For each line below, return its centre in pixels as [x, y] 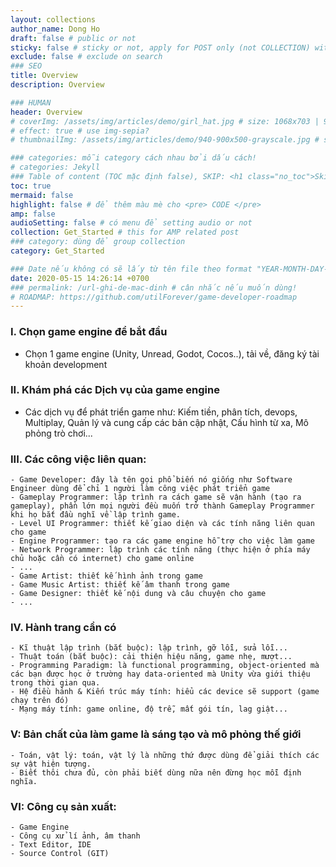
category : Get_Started [57, 251]
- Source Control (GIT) [60, 854]
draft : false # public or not [73, 38]
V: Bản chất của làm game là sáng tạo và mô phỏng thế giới [156, 734]
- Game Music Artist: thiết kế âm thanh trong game [120, 585]
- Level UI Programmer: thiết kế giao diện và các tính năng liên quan [162, 524]
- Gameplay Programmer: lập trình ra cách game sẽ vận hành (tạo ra [156, 497]
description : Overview [57, 85]
